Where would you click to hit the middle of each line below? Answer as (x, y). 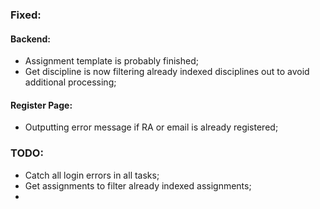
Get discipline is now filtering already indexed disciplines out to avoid (167, 72)
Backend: (30, 39)
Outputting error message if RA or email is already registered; (151, 127)
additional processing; (70, 82)
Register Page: (41, 105)
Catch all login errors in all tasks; (92, 175)
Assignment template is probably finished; (111, 61)
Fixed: (26, 15)
